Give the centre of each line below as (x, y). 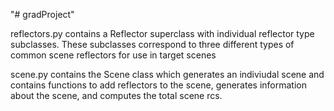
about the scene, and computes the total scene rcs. (116, 95)
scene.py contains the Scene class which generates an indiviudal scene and (167, 74)
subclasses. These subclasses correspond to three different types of (152, 44)
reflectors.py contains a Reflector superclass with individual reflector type (162, 33)
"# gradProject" (42, 14)
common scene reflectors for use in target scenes (113, 55)
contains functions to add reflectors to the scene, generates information (158, 85)
